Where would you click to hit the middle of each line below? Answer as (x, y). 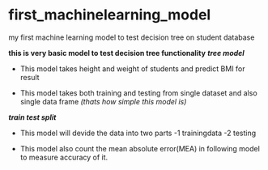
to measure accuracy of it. (64, 157)
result (30, 77)
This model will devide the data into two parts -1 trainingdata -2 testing (138, 133)
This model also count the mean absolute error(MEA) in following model (140, 148)
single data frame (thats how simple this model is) (103, 101)
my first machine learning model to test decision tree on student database (132, 37)
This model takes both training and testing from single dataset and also (138, 93)
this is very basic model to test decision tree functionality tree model (126, 53)
